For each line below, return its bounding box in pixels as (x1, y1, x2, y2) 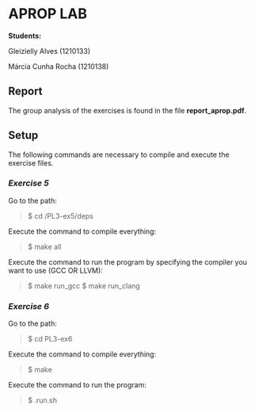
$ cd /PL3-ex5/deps (27, 211, 93, 220)
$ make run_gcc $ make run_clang (27, 280, 140, 290)
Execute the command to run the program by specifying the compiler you (8, 257, 248, 266)
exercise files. (8, 158, 54, 167)
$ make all (27, 242, 62, 251)
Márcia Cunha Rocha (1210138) (8, 61, 109, 71)
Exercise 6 (8, 300, 50, 311)
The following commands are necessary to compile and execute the (8, 150, 230, 159)
